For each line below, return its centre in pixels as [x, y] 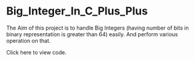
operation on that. [28, 40]
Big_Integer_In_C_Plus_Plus [77, 11]
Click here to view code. [36, 52]
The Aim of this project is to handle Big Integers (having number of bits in [97, 28]
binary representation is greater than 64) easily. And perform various [92, 34]
